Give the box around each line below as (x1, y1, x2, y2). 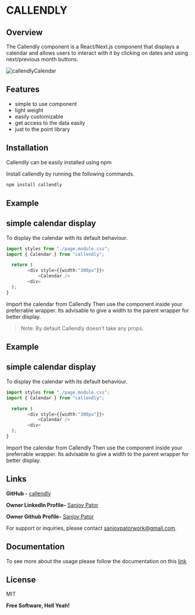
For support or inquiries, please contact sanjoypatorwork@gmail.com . (6, 525, 177, 532)
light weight (14, 107, 44, 114)
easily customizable (14, 113, 63, 120)
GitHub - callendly (6, 489, 52, 497)
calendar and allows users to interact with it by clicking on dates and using (6, 49, 188, 57)
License (6, 575, 36, 585)
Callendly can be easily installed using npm (6, 158, 112, 166)
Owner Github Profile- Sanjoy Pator (6, 513, 94, 520)
